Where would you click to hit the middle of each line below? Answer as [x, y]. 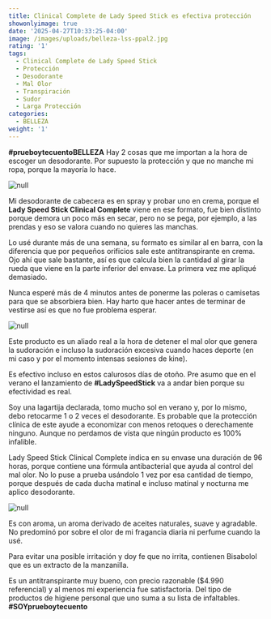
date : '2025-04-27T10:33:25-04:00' [68, 31]
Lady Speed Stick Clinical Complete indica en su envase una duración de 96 [135, 457]
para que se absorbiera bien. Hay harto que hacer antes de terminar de [127, 301]
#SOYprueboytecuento [48, 606]
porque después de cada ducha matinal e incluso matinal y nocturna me [129, 483]
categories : [28, 114]
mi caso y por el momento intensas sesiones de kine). [98, 359]
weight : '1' [28, 129]
